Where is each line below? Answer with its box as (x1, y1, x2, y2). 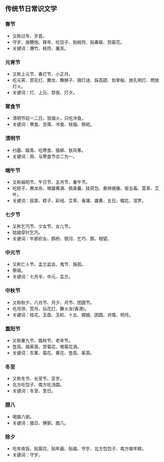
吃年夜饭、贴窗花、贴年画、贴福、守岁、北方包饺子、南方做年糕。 (12, 445, 146, 451)
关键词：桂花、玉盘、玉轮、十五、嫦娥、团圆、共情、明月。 (12, 312, 133, 318)
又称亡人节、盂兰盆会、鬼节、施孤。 (12, 261, 86, 267)
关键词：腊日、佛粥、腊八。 (12, 420, 69, 426)
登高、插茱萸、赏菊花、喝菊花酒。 (12, 344, 82, 350)
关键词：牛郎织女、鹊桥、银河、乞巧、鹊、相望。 (12, 236, 112, 242)
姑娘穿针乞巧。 (12, 229, 43, 236)
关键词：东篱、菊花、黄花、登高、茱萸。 (12, 350, 95, 356)
